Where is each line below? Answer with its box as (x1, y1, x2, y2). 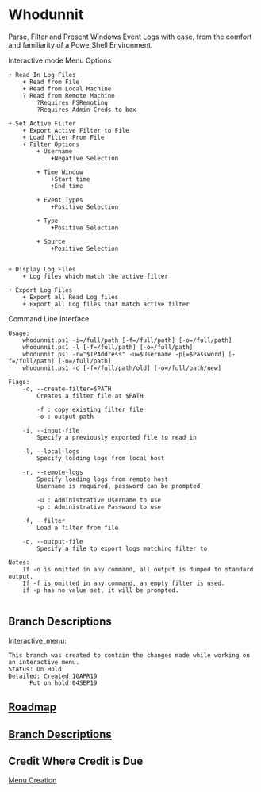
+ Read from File (22, 78, 80, 86)
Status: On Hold (8, 665, 62, 673)
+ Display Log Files (8, 265, 77, 273)
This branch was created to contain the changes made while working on (8, 651, 250, 659)
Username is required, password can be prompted (36, 482, 201, 490)
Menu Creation (8, 775, 57, 785)
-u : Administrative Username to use (36, 496, 161, 504)
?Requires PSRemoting (36, 98, 109, 106)
